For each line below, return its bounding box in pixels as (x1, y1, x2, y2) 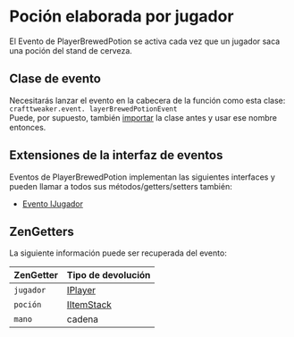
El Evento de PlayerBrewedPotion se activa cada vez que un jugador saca (9, 36, 281, 46)
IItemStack (66, 299, 112, 311)
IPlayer (66, 284, 97, 297)
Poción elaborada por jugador (9, 6, 234, 27)
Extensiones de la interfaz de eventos (9, 147, 223, 163)
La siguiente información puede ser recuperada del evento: (9, 248, 228, 258)
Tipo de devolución (66, 269, 151, 282)
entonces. (9, 122, 46, 132)
